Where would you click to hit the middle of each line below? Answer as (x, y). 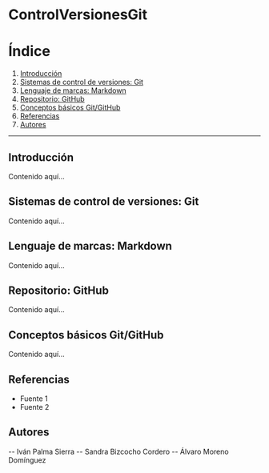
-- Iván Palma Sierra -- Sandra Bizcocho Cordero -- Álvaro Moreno (119, 451)
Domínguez (27, 460)
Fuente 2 (34, 407)
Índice (29, 52)
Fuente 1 (34, 399)
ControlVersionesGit (78, 15)
